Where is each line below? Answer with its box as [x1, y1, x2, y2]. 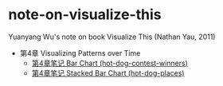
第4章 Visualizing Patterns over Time [19, 48, 141, 57]
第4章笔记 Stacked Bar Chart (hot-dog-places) [31, 68, 185, 77]
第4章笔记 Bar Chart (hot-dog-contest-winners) [31, 58, 189, 68]
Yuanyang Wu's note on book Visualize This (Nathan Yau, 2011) [8, 32, 216, 41]
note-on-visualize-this [8, 6, 162, 24]
